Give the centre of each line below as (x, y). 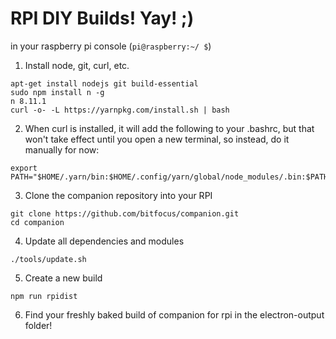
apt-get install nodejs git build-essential (104, 83)
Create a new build (63, 278)
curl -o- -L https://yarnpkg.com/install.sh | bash (120, 110)
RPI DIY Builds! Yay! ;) (102, 18)
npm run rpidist (44, 296)
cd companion (37, 222)
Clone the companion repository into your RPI (118, 195)
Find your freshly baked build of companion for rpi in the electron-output (174, 314)
